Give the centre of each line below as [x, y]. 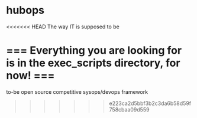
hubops [25, 10]
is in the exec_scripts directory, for [93, 63]
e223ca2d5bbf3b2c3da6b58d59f [150, 103]
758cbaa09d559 [129, 109]
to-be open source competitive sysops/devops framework [77, 91]
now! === [30, 76]
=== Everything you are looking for [94, 50]
